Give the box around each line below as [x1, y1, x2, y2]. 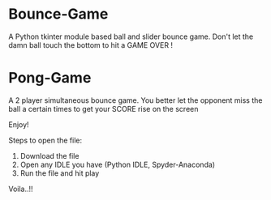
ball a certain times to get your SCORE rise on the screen [8, 104, 199, 113]
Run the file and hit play [19, 168, 100, 178]
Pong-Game [8, 69, 92, 87]
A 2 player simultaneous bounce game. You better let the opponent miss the [8, 95, 263, 105]
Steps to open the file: [8, 135, 83, 145]
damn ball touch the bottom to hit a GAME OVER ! [8, 40, 173, 49]
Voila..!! [8, 184, 34, 194]
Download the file [19, 151, 80, 160]
